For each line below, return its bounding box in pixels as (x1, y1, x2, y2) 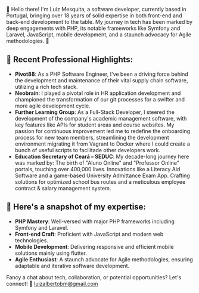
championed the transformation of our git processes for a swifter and (14, 95, 185, 103)
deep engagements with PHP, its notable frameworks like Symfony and (6, 24, 181, 32)
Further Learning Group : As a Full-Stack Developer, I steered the (14, 108, 175, 116)
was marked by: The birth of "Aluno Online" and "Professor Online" (14, 159, 180, 166)
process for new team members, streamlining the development (14, 134, 169, 141)
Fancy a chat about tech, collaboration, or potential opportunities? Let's (6, 273, 182, 280)
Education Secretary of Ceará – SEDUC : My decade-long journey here (14, 153, 189, 160)
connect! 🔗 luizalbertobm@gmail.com (6, 280, 98, 287)
